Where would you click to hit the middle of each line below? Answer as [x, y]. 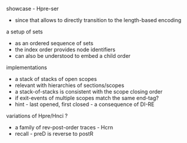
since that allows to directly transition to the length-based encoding [98, 20]
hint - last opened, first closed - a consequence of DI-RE [85, 104]
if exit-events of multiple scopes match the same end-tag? [87, 98]
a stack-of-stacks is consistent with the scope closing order [89, 91]
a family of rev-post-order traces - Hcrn [64, 127]
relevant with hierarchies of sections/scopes [69, 85]
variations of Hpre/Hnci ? [37, 116]
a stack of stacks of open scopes [56, 79]
